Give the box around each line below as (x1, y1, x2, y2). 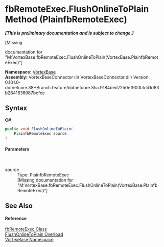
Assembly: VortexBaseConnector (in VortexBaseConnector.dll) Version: (5, 74, 150, 80)
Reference (5, 215, 27, 221)
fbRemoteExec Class (5, 226, 47, 232)
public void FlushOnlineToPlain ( (5, 126, 73, 131)
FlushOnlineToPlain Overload (5, 231, 64, 237)
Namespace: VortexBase (5, 69, 56, 74)
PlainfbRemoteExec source (14, 131, 67, 136)
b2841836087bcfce (5, 90, 45, 96)
